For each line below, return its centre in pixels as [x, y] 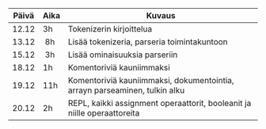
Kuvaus [161, 15]
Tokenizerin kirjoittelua [110, 29]
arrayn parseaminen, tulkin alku [126, 90]
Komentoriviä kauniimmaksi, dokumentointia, [151, 80]
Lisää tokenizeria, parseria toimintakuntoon [148, 42]
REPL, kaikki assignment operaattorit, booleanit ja [160, 103]
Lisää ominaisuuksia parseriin [123, 55]
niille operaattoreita [104, 113]
